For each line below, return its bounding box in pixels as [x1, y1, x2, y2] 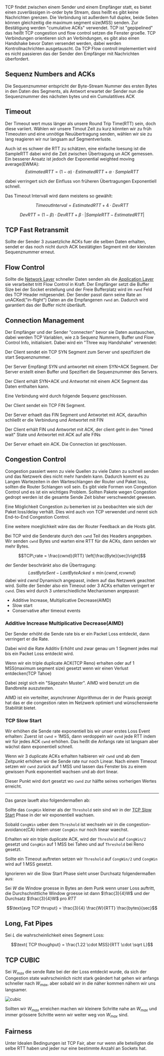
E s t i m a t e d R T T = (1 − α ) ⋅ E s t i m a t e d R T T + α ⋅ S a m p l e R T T [25, 168, 139, 175]
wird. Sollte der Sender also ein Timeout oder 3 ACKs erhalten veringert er [5, 583, 155, 589]
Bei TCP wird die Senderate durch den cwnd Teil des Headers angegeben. [5, 533, 152, 539]
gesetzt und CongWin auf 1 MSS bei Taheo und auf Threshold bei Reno [5, 841, 144, 847]
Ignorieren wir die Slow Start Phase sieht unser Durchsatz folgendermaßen [5, 871, 156, 876]
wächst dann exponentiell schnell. [5, 744, 74, 750]
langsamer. [5, 987, 28, 993]
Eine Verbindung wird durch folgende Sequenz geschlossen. [5, 393, 127, 399]
